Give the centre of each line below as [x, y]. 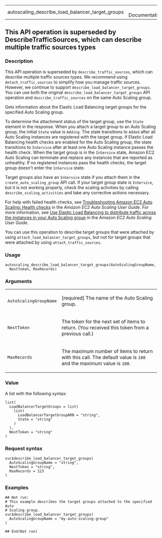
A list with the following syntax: [36, 393]
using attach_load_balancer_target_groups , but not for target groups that [78, 237]
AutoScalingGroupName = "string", [44, 462]
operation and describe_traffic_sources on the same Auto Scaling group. [78, 97]
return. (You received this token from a [105, 328]
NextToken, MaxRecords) [33, 269]
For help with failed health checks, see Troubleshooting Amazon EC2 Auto [79, 202]
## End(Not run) [21, 532]
